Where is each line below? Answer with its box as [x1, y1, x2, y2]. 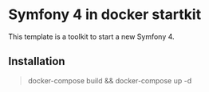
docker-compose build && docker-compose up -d [27, 75, 192, 85]
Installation [8, 55, 65, 68]
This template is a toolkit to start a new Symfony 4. [8, 32, 175, 41]
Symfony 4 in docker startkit [8, 6, 202, 24]
